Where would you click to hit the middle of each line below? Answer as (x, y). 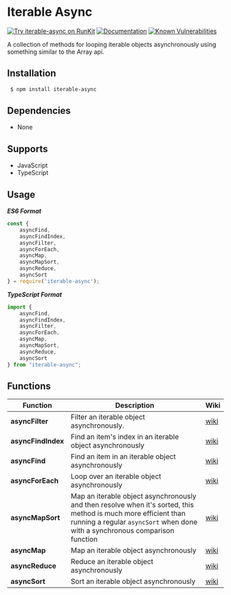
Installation (32, 73)
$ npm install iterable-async (53, 89)
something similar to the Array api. (56, 52)
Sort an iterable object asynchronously (133, 581)
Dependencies (39, 111)
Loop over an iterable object (116, 477)
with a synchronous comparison (123, 531)
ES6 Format (24, 211)
